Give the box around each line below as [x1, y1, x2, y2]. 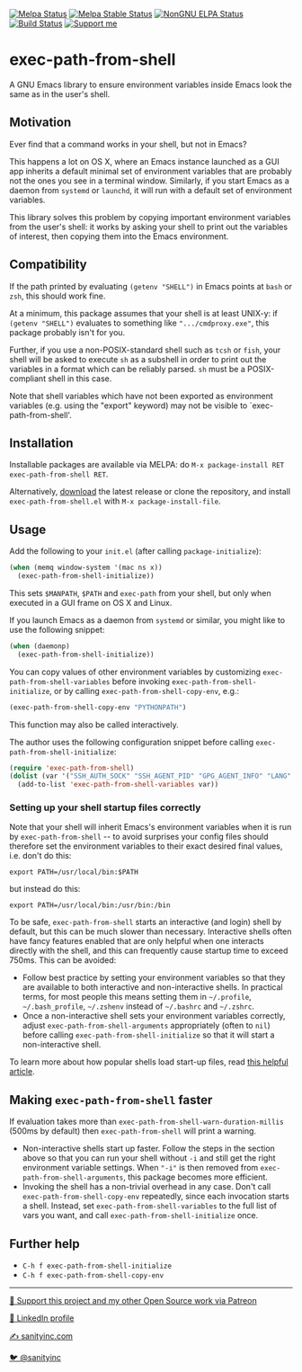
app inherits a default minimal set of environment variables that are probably [9, 165, 292, 176]
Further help [9, 1236, 81, 1252]
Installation [9, 435, 74, 450]
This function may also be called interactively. [9, 719, 180, 730]
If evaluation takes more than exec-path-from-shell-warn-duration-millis [9, 1116, 285, 1127]
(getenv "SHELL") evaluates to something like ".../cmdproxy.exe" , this [9, 317, 270, 328]
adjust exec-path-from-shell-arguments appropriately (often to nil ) [22, 1020, 271, 1031]
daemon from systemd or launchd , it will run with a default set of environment [9, 184, 292, 195]
